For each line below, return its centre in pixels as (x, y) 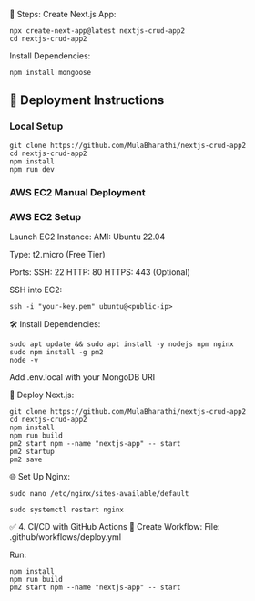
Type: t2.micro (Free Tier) (58, 254)
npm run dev (32, 169)
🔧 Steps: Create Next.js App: (63, 14)
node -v (24, 360)
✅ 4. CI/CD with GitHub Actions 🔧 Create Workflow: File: (115, 526)
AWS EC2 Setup (46, 216)
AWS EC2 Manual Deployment (77, 192)
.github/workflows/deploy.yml (65, 537)
